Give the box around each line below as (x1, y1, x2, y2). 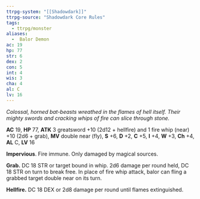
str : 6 (6, 53, 23, 59)
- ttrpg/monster (11, 25, 52, 32)
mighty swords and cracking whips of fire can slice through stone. (6, 114, 170, 122)
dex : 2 (6, 58, 23, 64)
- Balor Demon (11, 36, 50, 42)
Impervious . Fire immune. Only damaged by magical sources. (6, 150, 158, 157)
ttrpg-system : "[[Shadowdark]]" (6, 8, 87, 15)
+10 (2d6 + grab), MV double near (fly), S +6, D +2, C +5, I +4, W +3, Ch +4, (6, 132, 195, 139)
